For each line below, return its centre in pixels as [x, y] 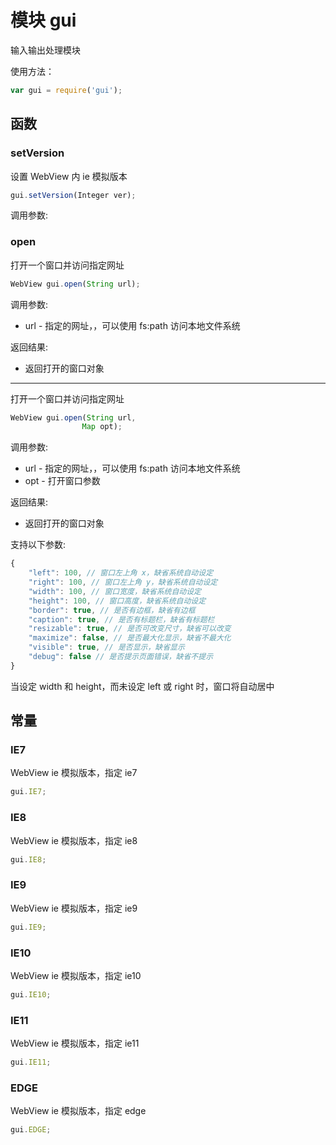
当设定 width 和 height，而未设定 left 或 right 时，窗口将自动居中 [142, 686]
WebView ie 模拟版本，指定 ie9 [74, 908]
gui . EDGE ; [31, 1130]
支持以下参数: [38, 545]
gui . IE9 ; [28, 927]
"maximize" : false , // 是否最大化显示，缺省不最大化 [130, 638]
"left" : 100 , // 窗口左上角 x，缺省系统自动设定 [121, 573]
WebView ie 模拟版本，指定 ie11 [75, 1043]
